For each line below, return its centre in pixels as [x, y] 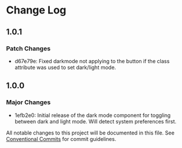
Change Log [36, 10]
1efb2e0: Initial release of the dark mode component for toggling [92, 115]
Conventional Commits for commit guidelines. [61, 139]
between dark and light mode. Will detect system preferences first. [95, 121]
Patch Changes [28, 49]
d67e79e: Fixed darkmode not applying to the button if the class [92, 61]
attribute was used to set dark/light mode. [65, 67]
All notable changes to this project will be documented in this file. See [90, 133]
